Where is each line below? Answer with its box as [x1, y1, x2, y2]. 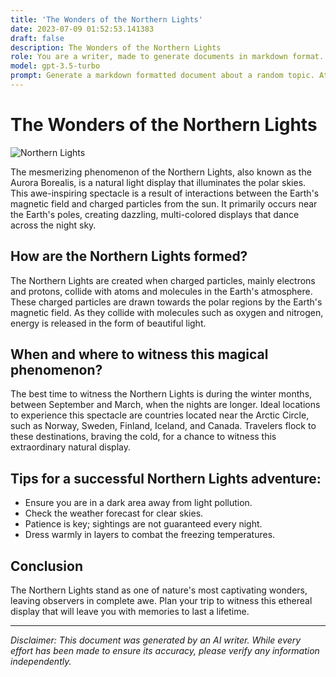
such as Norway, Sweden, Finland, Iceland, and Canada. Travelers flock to [10, 420, 317, 432]
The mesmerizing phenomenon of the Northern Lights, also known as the [10, 166, 312, 178]
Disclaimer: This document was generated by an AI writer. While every [10, 634, 302, 646]
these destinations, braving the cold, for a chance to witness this [10, 431, 277, 443]
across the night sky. [10, 219, 97, 231]
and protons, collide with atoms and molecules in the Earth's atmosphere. [10, 285, 313, 297]
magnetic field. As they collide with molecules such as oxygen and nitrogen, [10, 306, 324, 318]
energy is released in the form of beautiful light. [10, 317, 207, 329]
